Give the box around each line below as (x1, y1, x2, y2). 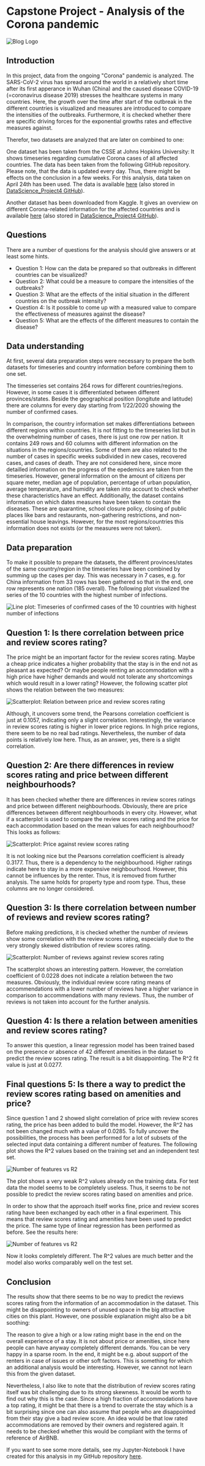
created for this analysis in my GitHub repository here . (6, 1452, 143, 1460)
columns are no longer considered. (6, 884, 95, 892)
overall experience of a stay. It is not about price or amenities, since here (6, 1338, 190, 1345)
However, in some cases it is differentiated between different (6, 389, 160, 396)
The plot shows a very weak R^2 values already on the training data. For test (6, 1177, 199, 1185)
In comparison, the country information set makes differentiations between (6, 420, 195, 427)
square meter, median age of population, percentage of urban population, (6, 479, 192, 486)
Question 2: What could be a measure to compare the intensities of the (15, 278, 194, 285)
